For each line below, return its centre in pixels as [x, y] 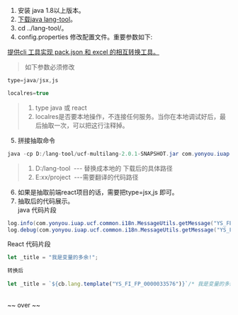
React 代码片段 [29, 244]
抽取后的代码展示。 [46, 201]
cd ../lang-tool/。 [42, 28]
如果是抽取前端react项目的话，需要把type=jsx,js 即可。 [98, 192]
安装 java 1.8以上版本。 [51, 10]
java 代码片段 [37, 210]
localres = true [28, 93]
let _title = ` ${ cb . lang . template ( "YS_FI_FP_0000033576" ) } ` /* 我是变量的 [116, 284]
